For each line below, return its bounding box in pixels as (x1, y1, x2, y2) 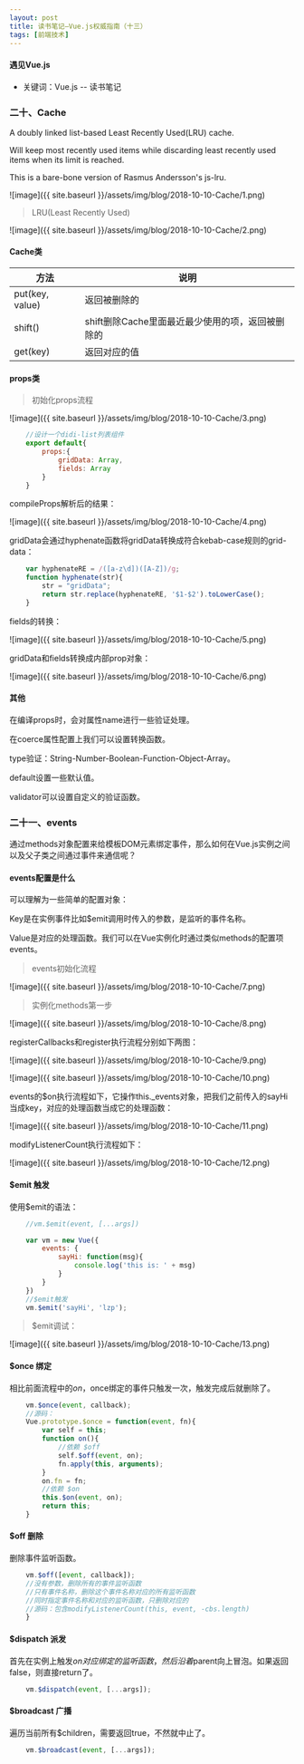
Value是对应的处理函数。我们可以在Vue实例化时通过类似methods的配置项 (9, 932, 284, 943)
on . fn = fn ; (42, 1476, 88, 1486)
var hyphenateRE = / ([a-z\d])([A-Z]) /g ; (25, 564, 180, 574)
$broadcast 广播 (9, 1705, 72, 1717)
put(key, (14, 287, 50, 300)
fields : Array (57, 464, 111, 473)
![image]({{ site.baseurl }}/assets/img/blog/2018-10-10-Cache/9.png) (9, 1055, 267, 1065)
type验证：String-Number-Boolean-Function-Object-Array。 (9, 753, 235, 764)
